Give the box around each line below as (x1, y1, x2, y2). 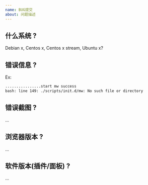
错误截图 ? (5, 103, 37, 112)
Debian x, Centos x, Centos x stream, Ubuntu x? (5, 45, 103, 51)
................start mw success (5, 84, 77, 89)
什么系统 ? (5, 31, 37, 40)
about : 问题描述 (5, 12, 36, 17)
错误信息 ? (5, 61, 37, 69)
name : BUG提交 (5, 7, 33, 12)
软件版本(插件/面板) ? (5, 162, 71, 170)
